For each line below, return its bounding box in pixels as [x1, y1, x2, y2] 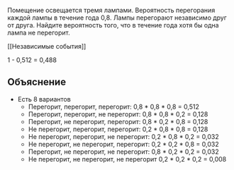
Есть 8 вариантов [17, 95, 71, 103]
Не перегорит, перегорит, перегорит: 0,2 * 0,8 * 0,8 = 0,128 [28, 125, 208, 133]
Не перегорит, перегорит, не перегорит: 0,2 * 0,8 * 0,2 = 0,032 [28, 132, 219, 140]
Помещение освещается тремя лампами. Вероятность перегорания [7, 6, 216, 14]
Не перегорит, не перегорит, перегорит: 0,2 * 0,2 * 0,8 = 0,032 [28, 140, 219, 148]
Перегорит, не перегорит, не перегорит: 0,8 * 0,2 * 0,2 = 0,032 [28, 147, 219, 156]
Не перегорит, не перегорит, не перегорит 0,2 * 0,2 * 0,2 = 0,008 [28, 154, 227, 163]
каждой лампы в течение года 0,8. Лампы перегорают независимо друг [7, 13, 227, 22]
